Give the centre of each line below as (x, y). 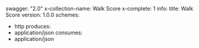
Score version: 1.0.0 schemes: (43, 15)
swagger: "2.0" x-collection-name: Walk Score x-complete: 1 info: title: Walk (99, 9)
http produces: (33, 26)
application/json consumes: (48, 33)
